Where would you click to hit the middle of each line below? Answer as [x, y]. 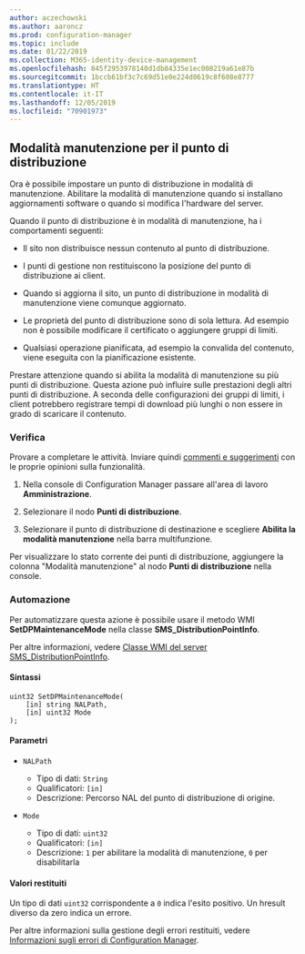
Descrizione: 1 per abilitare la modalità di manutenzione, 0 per [152, 853]
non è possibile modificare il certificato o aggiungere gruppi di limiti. [150, 330]
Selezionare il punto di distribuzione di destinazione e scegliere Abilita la [159, 530]
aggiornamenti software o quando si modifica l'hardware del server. [137, 203]
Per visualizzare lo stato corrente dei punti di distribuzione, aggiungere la [147, 557]
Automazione [40, 600]
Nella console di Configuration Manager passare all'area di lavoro [145, 484]
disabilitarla [58, 862]
